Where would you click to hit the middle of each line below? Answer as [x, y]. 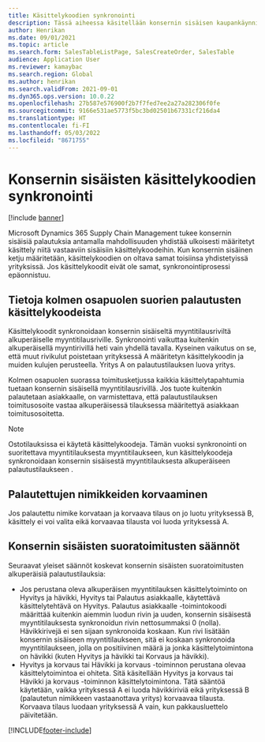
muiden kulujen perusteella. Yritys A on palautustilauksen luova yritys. [122, 365]
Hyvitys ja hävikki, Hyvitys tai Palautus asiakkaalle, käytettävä [120, 598]
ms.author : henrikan [42, 81]
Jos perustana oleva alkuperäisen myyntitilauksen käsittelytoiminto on [133, 589]
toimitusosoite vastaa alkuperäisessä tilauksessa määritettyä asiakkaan [123, 405]
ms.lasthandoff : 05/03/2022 [54, 133]
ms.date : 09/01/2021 [42, 37]
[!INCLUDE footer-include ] [50, 730]
